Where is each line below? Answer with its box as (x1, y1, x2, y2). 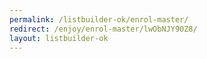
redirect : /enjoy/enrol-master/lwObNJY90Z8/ (9, 24, 198, 34)
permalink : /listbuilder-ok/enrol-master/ (9, 14, 189, 25)
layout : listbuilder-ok (9, 33, 109, 43)
